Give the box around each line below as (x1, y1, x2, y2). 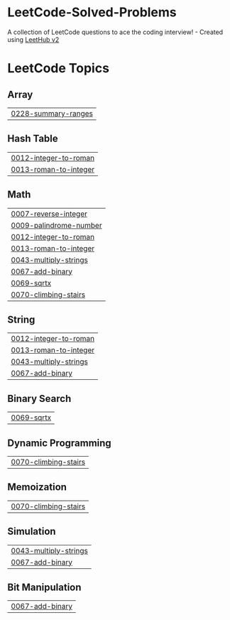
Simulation (7, 526, 56, 538)
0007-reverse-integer (11, 209, 87, 219)
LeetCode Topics (7, 60, 110, 77)
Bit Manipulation (7, 582, 82, 594)
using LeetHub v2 (7, 35, 60, 43)
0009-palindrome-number (11, 220, 102, 230)
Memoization (7, 481, 67, 494)
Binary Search (7, 392, 72, 405)
